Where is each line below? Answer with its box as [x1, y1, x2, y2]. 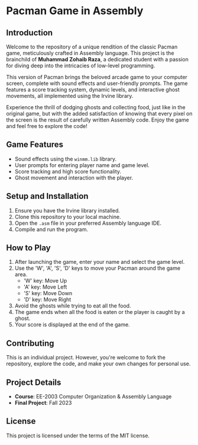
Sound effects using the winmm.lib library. [14, 155, 117, 162]
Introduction [6, 28, 53, 38]
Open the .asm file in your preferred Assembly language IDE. [14, 220, 161, 227]
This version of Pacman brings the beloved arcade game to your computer [6, 74, 188, 80]
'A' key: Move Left [23, 283, 67, 290]
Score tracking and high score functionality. [14, 168, 122, 175]
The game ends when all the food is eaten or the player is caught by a [14, 309, 185, 316]
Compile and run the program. [14, 225, 89, 233]
